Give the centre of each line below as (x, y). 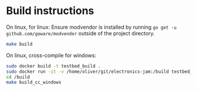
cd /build (18, 77)
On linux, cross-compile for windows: (51, 55)
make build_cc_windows (34, 82)
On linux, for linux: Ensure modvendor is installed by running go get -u (91, 27)
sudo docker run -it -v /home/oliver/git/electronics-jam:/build (87, 72)
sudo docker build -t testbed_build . (53, 66)
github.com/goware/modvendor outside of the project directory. (81, 33)
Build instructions (50, 11)
